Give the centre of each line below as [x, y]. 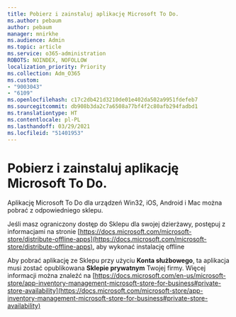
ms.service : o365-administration [57, 54]
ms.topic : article [34, 47]
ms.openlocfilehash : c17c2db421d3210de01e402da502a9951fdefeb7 [103, 100]
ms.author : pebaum [34, 21]
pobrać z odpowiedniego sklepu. [55, 210]
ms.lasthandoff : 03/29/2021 [49, 126]
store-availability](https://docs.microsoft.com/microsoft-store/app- [105, 291]
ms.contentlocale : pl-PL [44, 119]
